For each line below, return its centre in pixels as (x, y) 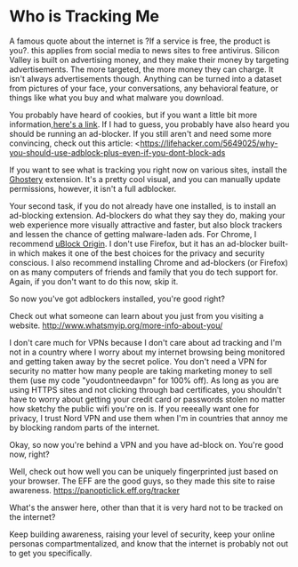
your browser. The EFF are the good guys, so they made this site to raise (142, 481)
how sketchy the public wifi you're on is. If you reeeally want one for (134, 408)
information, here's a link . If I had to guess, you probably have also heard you (149, 124)
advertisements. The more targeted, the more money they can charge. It (141, 69)
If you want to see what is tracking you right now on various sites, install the (148, 170)
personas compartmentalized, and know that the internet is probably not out (149, 543)
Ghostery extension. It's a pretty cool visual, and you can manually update (145, 179)
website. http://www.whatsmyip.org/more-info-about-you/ (116, 325)
